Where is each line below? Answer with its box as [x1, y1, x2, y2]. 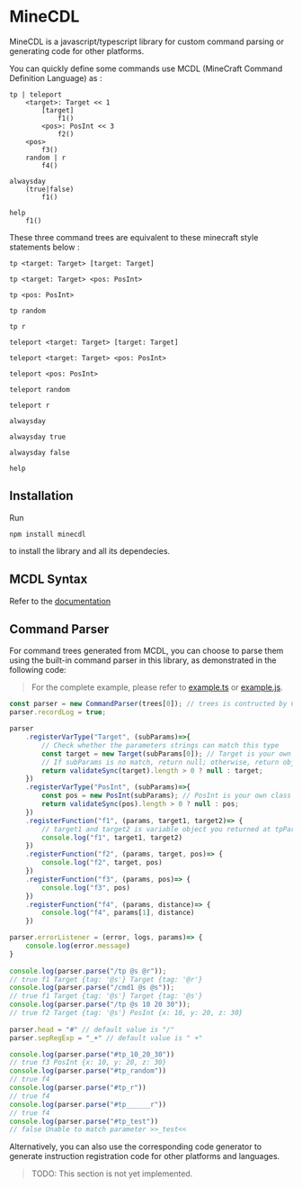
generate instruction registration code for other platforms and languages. [9, 1151, 280, 1162]
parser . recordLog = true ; [9, 708, 106, 717]
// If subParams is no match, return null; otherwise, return [41, 757, 280, 766]
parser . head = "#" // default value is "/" [9, 1025, 175, 1034]
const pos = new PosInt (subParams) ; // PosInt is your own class [41, 791, 292, 801]
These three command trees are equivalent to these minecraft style [9, 231, 259, 242]
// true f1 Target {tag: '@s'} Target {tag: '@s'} [9, 992, 203, 1001]
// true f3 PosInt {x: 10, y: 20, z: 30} [9, 1058, 167, 1067]
